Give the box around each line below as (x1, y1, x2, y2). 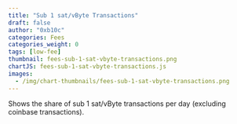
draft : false (8, 19, 51, 27)
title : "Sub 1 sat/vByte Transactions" (8, 11, 139, 20)
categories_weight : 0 (8, 41, 79, 49)
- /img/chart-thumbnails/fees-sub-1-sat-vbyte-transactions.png (15, 77, 230, 85)
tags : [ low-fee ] (8, 48, 61, 56)
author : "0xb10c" (8, 26, 65, 34)
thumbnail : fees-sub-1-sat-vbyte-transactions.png (8, 56, 177, 64)
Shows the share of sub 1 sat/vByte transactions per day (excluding (8, 99, 226, 108)
